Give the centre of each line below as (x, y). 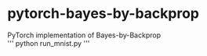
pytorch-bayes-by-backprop (103, 14)
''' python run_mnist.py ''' (49, 43)
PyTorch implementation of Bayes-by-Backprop (84, 35)
